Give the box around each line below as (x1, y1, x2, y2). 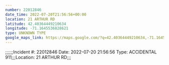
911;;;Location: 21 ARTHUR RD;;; (5, 54, 71, 60)
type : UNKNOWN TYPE (5, 30, 46, 35)
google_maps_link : (5, 35, 44, 40)
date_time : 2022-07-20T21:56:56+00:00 (5, 12, 87, 17)
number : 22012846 (5, 7, 42, 12)
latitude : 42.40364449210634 (5, 21, 66, 26)
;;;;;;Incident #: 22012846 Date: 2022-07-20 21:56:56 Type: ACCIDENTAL (5, 48, 157, 55)
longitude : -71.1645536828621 (5, 26, 69, 31)
